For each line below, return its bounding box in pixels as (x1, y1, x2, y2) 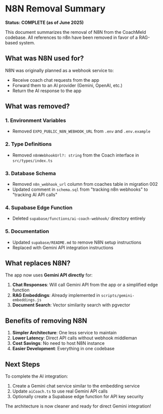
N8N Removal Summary (5, 3, 106, 14)
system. (19, 39, 36, 45)
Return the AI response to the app (12, 88, 82, 94)
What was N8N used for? (5, 54, 84, 63)
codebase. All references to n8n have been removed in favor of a (5, 34, 138, 40)
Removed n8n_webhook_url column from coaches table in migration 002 (12, 181, 158, 187)
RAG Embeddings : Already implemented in (12, 292, 100, 298)
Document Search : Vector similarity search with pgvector (12, 302, 130, 308)
